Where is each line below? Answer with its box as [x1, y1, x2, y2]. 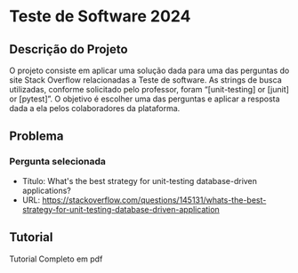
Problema [9, 129, 64, 144]
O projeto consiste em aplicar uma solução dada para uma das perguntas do [9, 65, 290, 76]
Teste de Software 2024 [9, 6, 191, 27]
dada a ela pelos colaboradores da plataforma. [9, 103, 181, 113]
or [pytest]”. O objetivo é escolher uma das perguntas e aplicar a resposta [9, 93, 280, 104]
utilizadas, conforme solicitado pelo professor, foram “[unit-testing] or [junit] [9, 84, 289, 94]
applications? [21, 185, 71, 196]
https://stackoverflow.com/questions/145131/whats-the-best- [42, 194, 267, 205]
